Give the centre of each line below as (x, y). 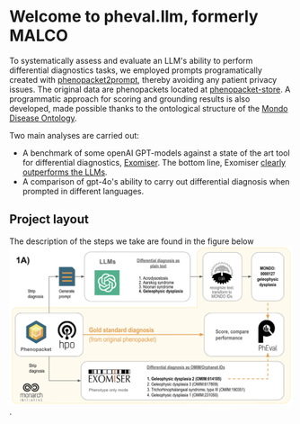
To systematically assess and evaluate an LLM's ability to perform (131, 60)
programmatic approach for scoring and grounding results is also (130, 99)
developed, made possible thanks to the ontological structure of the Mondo (149, 108)
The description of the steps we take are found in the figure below (132, 241)
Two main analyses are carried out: (74, 135)
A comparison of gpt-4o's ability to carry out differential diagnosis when (156, 181)
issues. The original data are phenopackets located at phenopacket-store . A (150, 89)
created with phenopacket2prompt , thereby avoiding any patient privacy (143, 79)
